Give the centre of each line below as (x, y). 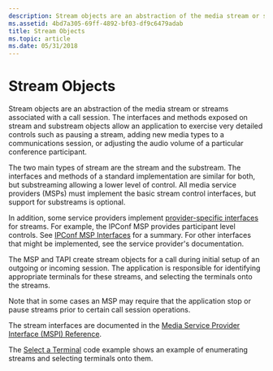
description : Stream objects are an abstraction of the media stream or (134, 16)
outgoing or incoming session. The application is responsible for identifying (134, 268)
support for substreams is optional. (67, 202)
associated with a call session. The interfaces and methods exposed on (128, 118)
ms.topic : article (39, 39)
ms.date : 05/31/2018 (43, 46)
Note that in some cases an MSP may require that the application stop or (130, 301)
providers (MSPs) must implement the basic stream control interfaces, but (132, 194)
